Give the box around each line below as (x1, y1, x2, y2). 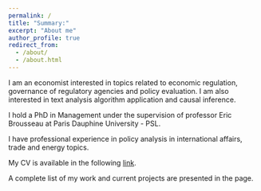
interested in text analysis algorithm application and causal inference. (8, 95, 236, 104)
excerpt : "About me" (8, 26, 77, 34)
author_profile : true (8, 33, 81, 42)
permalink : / (8, 11, 52, 20)
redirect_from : (8, 41, 59, 49)
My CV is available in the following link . (8, 158, 137, 167)
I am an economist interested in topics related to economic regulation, (8, 77, 238, 88)
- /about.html (15, 57, 62, 64)
